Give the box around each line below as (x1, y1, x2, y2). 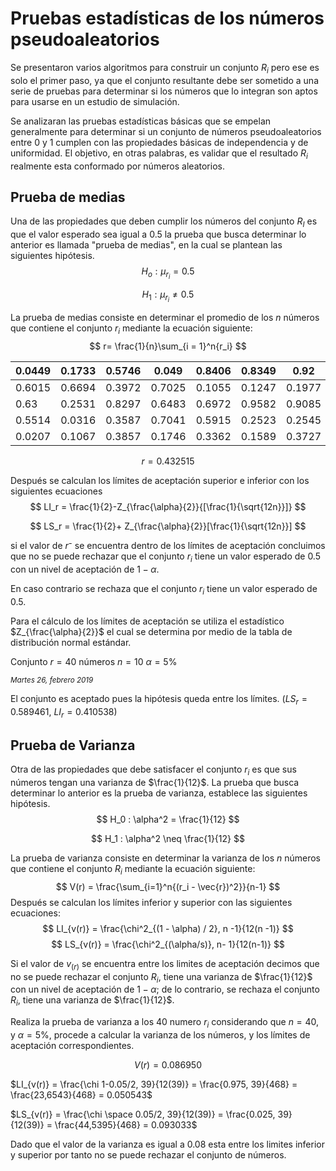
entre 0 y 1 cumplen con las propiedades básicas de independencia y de (10, 136, 309, 148)
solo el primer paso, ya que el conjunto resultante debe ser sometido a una (10, 74, 319, 86)
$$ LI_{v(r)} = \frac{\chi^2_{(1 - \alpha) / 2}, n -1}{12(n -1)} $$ (42, 922, 294, 934)
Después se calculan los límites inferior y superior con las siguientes (10, 896, 293, 908)
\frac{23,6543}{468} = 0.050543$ (10, 1088, 153, 1101)
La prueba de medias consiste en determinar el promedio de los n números (10, 312, 320, 324)
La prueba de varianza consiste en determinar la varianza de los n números (10, 852, 321, 864)
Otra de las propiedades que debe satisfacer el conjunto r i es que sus (10, 763, 297, 777)
